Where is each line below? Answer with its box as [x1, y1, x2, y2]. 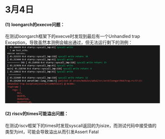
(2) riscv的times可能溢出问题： [5, 111, 69, 116]
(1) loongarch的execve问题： [5, 21, 65, 27]
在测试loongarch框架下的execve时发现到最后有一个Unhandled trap [5, 34, 140, 39]
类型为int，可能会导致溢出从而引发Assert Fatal [5, 129, 99, 135]
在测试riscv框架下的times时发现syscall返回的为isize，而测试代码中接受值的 [5, 122, 157, 128]
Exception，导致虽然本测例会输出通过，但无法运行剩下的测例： [5, 39, 133, 45]
